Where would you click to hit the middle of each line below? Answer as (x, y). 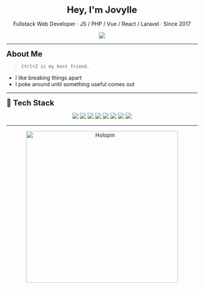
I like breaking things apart (48, 78)
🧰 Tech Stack (30, 103)
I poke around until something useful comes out (75, 84)
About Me (24, 54)
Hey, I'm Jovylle (102, 10)
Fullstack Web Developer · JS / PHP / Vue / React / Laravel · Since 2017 (102, 24)
